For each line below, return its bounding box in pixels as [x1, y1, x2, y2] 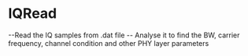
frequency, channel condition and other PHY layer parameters [8, 38, 209, 47]
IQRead [8, 5, 57, 23]
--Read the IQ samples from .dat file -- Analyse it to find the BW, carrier [8, 30, 240, 40]
